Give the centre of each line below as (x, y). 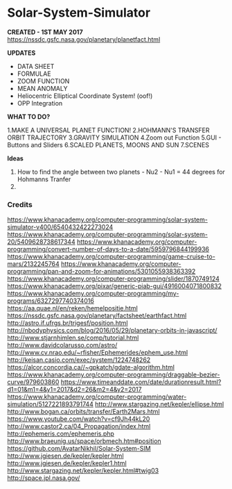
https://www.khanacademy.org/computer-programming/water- (97, 397)
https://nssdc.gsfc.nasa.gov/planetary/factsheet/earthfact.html (97, 316)
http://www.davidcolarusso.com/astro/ (62, 345)
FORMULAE (34, 74)
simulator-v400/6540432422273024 (60, 227)
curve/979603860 (33, 382)
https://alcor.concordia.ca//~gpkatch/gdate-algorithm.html (91, 367)
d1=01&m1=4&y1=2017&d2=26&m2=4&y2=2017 (74, 390)
